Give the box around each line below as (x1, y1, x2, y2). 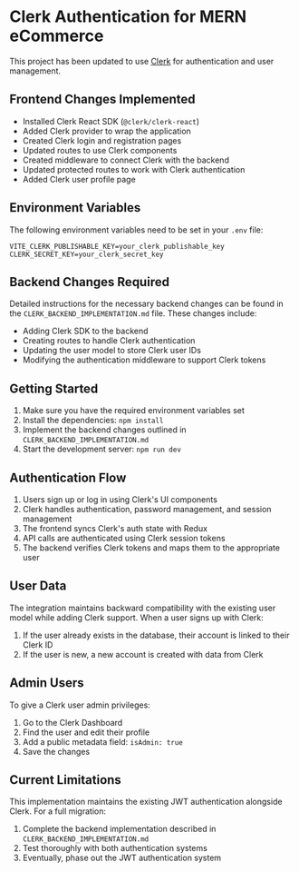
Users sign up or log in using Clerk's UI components (22, 494, 217, 505)
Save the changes (22, 746, 91, 757)
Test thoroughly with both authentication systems (22, 843, 208, 854)
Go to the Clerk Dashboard (22, 717, 123, 728)
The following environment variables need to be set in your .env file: (9, 224, 264, 235)
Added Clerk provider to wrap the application (22, 125, 192, 136)
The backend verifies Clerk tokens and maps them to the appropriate (22, 542, 281, 553)
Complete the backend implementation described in (22, 824, 217, 835)
